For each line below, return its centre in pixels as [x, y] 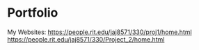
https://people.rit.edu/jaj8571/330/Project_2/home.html [86, 39]
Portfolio [33, 13]
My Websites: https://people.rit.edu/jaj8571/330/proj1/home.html [100, 32]
